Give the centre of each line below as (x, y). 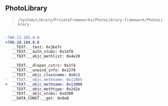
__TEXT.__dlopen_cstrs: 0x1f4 (44, 66)
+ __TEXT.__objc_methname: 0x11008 (44, 84)
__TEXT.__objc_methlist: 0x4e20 (46, 57)
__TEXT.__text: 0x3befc (37, 47)
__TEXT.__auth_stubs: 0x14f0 (43, 52)
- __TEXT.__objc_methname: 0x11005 (44, 79)
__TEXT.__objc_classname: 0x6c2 (46, 75)
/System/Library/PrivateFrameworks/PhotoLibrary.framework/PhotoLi (90, 20)
